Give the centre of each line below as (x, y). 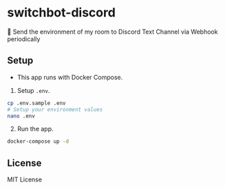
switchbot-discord (61, 13)
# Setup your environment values (55, 109)
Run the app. (35, 129)
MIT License (25, 179)
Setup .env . (33, 90)
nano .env (21, 116)
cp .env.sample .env (37, 103)
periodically (24, 38)
